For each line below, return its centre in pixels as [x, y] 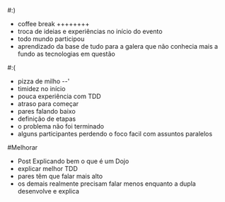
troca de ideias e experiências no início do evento [90, 31]
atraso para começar [48, 104]
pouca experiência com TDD [59, 96]
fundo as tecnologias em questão [66, 54]
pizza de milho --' [44, 81]
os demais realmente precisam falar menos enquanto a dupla [106, 184]
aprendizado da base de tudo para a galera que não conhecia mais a [117, 46]
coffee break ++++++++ [53, 24]
